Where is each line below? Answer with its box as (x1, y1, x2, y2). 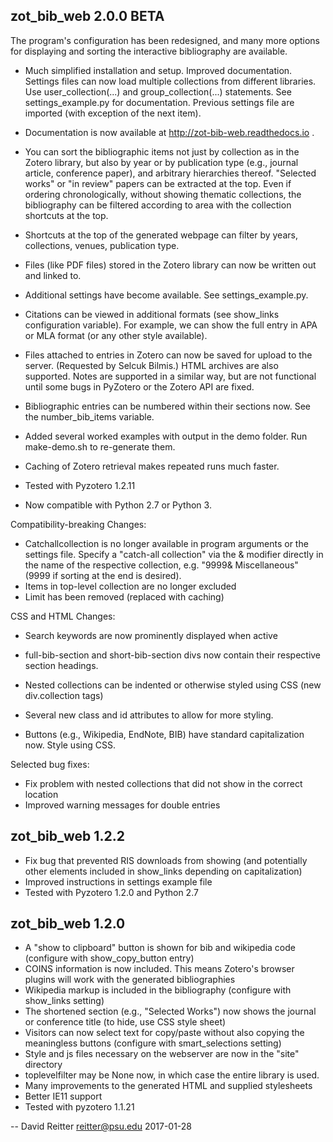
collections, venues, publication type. (24, 239, 180, 251)
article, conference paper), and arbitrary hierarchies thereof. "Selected (24, 167, 317, 179)
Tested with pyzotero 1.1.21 (24, 1101, 135, 1113)
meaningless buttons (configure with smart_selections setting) (24, 1037, 282, 1049)
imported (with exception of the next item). (24, 107, 202, 119)
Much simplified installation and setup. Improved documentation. (24, 64, 293, 76)
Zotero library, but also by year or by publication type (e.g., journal (24, 156, 299, 168)
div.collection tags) (24, 689, 104, 701)
